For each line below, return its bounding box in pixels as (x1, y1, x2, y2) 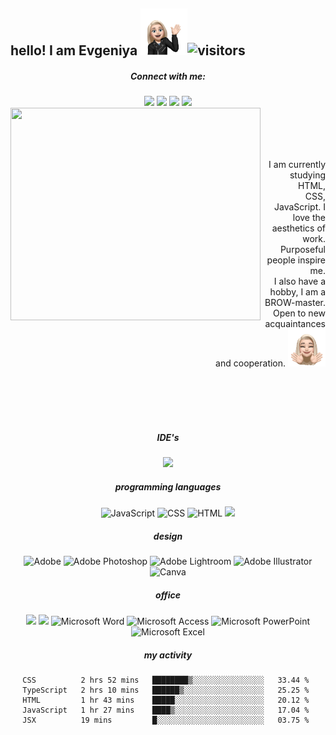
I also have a (273, 275, 326, 288)
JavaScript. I (274, 201, 326, 213)
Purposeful (279, 244, 326, 256)
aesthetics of (271, 222, 326, 234)
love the (292, 212, 326, 224)
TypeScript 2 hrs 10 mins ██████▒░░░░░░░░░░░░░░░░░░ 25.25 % (22, 685, 310, 696)
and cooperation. (215, 357, 287, 369)
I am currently (268, 159, 326, 171)
